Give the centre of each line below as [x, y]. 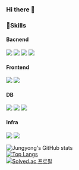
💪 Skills [16, 25]
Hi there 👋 [21, 10]
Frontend [18, 67]
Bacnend [18, 40]
